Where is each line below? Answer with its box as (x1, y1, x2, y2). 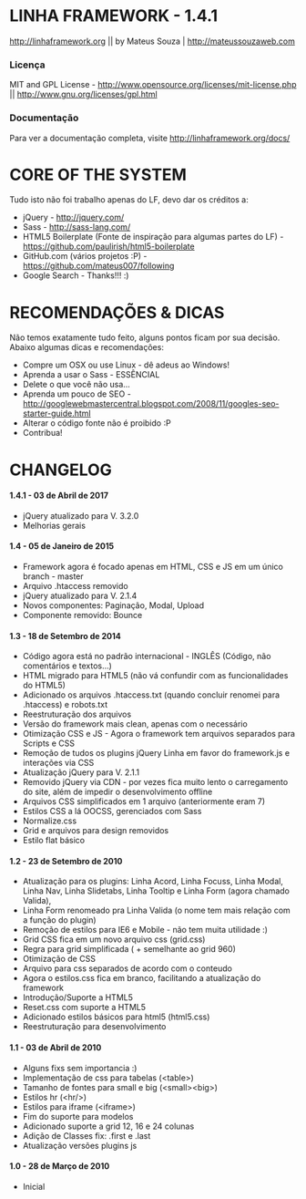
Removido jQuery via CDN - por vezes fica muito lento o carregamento (22, 777, 289, 788)
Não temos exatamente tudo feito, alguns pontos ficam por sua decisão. (9, 332, 280, 343)
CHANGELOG (9, 460, 112, 480)
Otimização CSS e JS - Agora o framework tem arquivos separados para (22, 729, 296, 739)
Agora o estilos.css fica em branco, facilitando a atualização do (22, 973, 261, 984)
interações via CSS (22, 758, 95, 769)
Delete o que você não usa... (22, 379, 130, 390)
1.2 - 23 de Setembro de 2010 (9, 855, 123, 866)
